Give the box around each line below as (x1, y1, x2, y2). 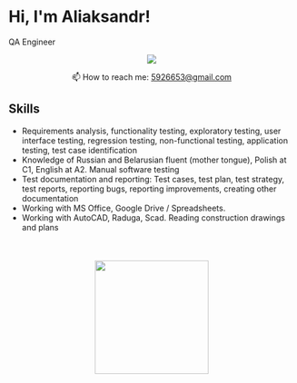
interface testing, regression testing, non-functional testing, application (21, 134, 288, 146)
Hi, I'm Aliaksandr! (8, 6, 151, 27)
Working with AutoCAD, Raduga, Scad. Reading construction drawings (21, 211, 285, 223)
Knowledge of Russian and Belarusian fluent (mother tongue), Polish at (21, 154, 287, 165)
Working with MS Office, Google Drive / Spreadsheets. (21, 202, 226, 213)
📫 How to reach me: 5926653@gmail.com (71, 71, 233, 83)
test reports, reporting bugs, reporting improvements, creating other (21, 183, 277, 194)
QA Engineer (8, 36, 56, 47)
